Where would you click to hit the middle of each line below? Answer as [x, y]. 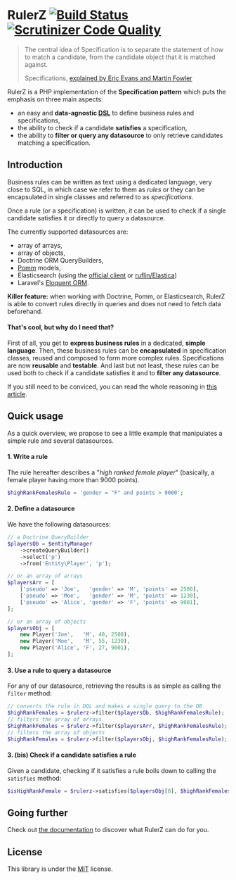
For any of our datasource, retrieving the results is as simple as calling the [114, 686]
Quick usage [35, 416]
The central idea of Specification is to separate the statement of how [124, 49]
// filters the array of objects [56, 732]
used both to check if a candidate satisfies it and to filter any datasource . [114, 372]
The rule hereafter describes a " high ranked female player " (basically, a [111, 472]
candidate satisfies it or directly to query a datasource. [86, 218]
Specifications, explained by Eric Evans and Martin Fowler [108, 78]
